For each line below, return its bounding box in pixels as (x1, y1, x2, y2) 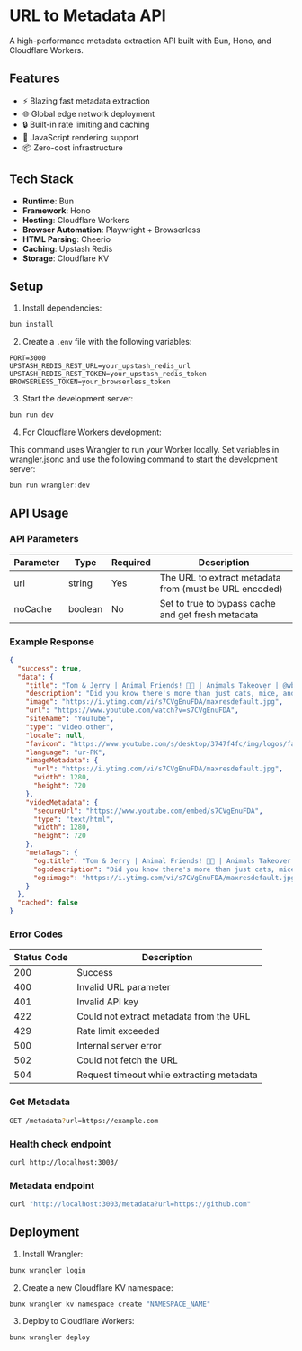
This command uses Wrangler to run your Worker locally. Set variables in (9, 445, 280, 455)
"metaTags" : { (25, 848, 78, 858)
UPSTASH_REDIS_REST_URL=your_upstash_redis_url (9, 362, 191, 371)
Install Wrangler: (22, 1248, 84, 1259)
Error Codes (9, 928, 63, 941)
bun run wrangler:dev (9, 481, 91, 491)
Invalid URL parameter (76, 981, 171, 994)
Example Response (9, 635, 95, 648)
